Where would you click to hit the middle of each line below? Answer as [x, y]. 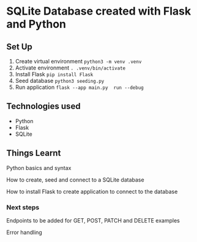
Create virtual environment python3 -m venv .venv [78, 61]
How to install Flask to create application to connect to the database [92, 191]
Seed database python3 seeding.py [60, 81]
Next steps [23, 207]
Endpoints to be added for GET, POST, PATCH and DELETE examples [93, 220]
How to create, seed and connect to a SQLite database [76, 180]
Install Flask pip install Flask [54, 74]
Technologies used [43, 106]
